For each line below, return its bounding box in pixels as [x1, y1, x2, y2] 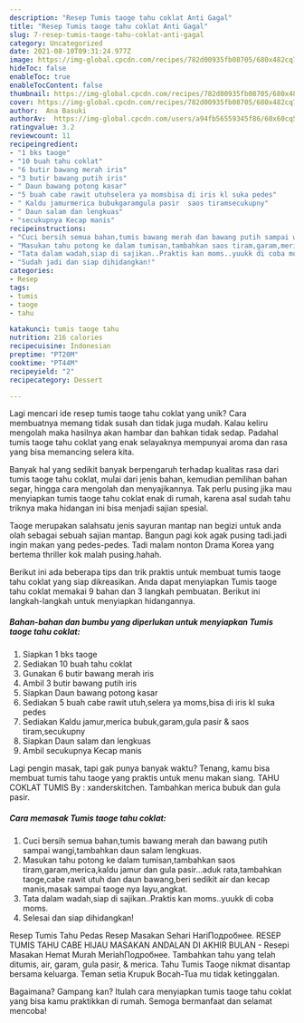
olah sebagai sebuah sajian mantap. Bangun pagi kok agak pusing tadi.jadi [9, 530, 288, 541]
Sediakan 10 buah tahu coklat [22, 658, 133, 669]
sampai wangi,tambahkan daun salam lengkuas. [22, 845, 202, 856]
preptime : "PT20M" [9, 350, 79, 359]
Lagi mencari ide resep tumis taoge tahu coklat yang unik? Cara [9, 408, 247, 419]
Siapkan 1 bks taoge [22, 649, 98, 660]
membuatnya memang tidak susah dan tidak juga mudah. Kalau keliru [9, 418, 269, 429]
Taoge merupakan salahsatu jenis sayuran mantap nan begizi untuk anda [9, 521, 282, 531]
